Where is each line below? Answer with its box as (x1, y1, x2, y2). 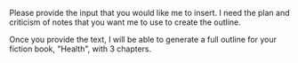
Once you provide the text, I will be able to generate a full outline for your (9, 35, 278, 44)
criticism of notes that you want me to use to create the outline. (9, 17, 242, 28)
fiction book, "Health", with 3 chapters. (9, 43, 152, 54)
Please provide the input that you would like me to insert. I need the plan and (9, 8, 290, 18)
